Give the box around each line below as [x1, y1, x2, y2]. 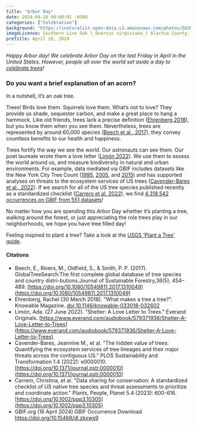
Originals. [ [14, 314, 42, 321]
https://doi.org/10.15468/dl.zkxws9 [14, 414, 98, 421]
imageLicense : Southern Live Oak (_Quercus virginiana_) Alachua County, [6, 31, 191, 36]
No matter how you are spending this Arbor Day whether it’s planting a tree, [6, 208, 189, 215]
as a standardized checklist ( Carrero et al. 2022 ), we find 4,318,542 [6, 190, 169, 197]
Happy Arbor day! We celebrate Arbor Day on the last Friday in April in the [6, 52, 186, 59]
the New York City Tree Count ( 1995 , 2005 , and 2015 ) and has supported [6, 172, 182, 179]
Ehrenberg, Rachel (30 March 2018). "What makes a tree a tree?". [14, 295, 173, 302]
